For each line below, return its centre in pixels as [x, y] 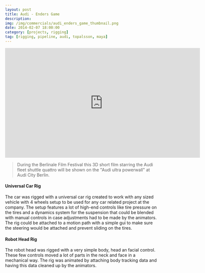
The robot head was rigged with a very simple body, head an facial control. [80, 250]
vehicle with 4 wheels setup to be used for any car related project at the [77, 202]
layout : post [18, 10]
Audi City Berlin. [33, 175]
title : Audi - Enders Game [32, 14]
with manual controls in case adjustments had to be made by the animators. [81, 218]
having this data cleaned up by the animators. [51, 266]
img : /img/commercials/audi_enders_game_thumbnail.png [62, 23]
